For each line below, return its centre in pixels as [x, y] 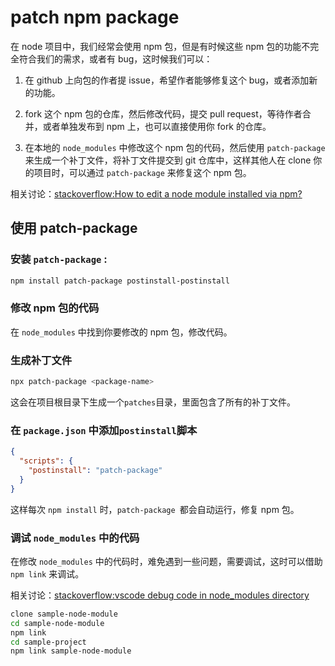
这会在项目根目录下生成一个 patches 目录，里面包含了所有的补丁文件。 [153, 402]
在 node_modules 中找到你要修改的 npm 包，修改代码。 [121, 332]
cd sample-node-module [57, 623]
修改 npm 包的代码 [55, 308]
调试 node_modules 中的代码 [75, 538]
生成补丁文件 [41, 360]
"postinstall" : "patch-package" [95, 471]
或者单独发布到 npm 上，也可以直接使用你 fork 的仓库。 [157, 126]
